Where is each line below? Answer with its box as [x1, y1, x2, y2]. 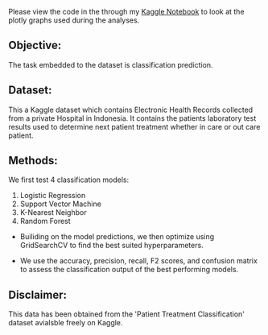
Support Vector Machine [19, 199, 102, 209]
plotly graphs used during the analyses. [8, 15, 140, 25]
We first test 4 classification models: [8, 175, 130, 184]
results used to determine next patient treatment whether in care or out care [8, 122, 261, 131]
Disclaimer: [8, 287, 67, 301]
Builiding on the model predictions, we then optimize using [19, 232, 215, 242]
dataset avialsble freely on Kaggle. [8, 318, 123, 328]
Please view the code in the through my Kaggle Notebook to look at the [8, 7, 245, 16]
